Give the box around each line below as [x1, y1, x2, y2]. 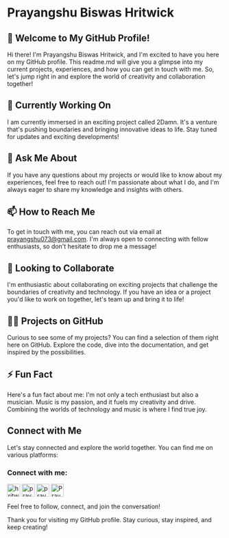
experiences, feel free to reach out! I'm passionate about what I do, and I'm [7, 177, 219, 186]
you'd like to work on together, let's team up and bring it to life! [7, 295, 184, 303]
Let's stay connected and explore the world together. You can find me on [7, 443, 214, 451]
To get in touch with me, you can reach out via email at [7, 228, 162, 236]
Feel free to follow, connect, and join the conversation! [7, 502, 161, 510]
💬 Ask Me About [7, 153, 77, 164]
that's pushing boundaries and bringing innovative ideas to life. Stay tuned [7, 125, 217, 133]
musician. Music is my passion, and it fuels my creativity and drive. [7, 398, 197, 406]
